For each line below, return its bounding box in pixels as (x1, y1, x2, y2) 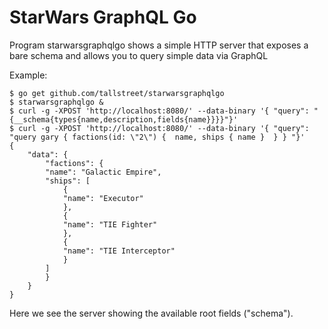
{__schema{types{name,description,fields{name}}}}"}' (9, 114, 239, 125)
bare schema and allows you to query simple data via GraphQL (9, 49, 269, 61)
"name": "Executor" (62, 193, 144, 203)
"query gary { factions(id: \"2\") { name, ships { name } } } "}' (9, 132, 306, 142)
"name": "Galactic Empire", (45, 167, 162, 177)
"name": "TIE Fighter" (62, 219, 158, 230)
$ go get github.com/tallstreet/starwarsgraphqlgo (9, 88, 225, 98)
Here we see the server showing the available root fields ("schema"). (9, 307, 294, 319)
